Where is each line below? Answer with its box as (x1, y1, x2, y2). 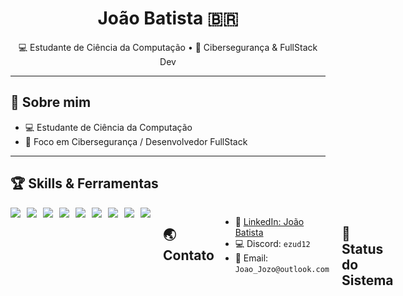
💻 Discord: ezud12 (234, 237, 311, 249)
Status (341, 240, 384, 257)
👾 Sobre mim (10, 94, 92, 111)
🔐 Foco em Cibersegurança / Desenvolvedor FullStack (24, 135, 248, 147)
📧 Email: (234, 252, 269, 264)
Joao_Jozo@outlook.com (234, 264, 330, 274)
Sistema (341, 272, 394, 289)
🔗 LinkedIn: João (234, 215, 305, 227)
